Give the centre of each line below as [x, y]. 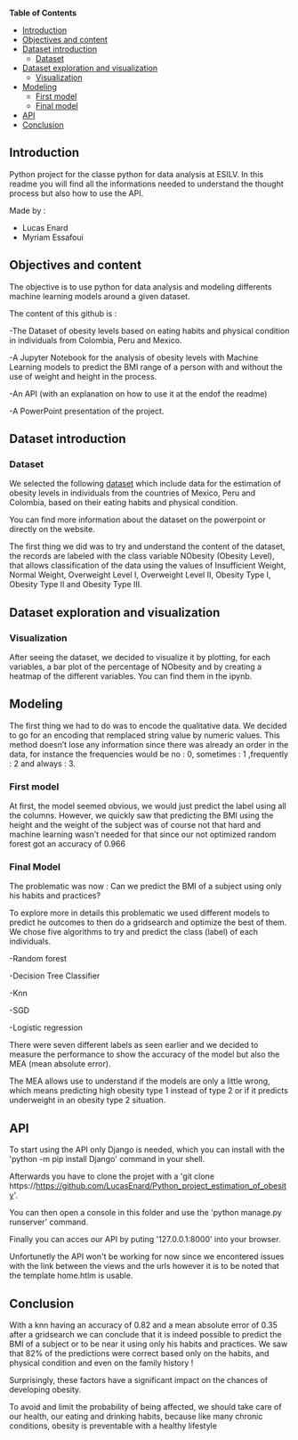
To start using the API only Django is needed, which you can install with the [147, 1150]
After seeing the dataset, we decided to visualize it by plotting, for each [140, 657]
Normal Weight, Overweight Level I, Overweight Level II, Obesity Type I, [140, 575]
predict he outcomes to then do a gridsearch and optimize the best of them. [148, 922]
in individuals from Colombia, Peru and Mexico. [96, 340]
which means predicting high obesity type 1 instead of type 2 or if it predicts [149, 1091]
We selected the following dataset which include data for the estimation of [145, 484]
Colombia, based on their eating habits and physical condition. [124, 503]
